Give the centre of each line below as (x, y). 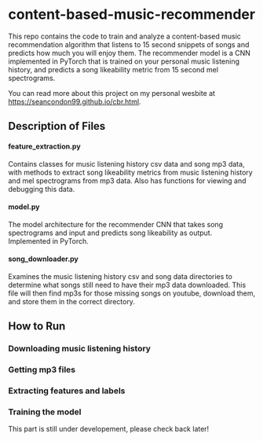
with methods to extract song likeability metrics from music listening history (130, 172)
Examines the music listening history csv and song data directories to (121, 276)
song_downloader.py (43, 259)
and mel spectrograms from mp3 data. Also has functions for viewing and (127, 180)
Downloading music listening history (80, 349)
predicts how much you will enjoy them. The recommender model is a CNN (130, 53)
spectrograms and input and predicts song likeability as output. (110, 233)
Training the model (45, 412)
